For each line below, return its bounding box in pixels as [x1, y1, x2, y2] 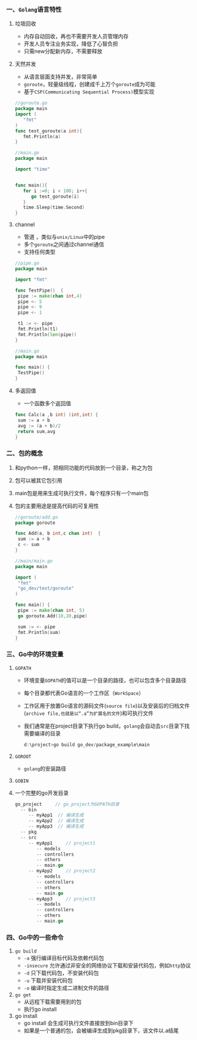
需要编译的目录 [23, 729, 61, 737]
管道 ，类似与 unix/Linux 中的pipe [23, 234, 105, 241]
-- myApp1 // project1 [28, 840, 96, 846]
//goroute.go [14, 100, 48, 106]
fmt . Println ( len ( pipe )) [17, 331, 77, 338]
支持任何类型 [23, 248, 56, 256]
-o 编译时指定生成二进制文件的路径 [23, 984, 109, 992]
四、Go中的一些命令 [6, 933, 64, 941]
